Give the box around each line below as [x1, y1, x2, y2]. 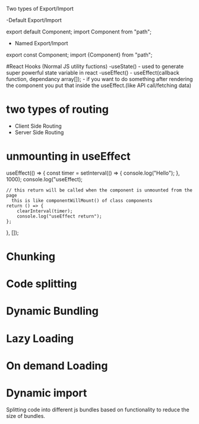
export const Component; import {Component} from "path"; [6, 51, 153, 58]
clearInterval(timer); [17, 208, 73, 214]
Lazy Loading [6, 332, 74, 345]
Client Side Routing [14, 122, 62, 129]
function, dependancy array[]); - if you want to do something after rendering [6, 76, 193, 82]
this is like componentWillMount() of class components [11, 197, 153, 203]
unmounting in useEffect [6, 150, 131, 163]
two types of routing [6, 103, 109, 116]
